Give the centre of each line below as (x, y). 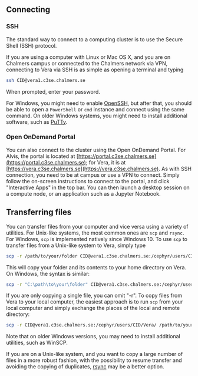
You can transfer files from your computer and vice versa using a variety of (97, 226)
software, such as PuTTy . (37, 122)
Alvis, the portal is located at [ (42, 156)
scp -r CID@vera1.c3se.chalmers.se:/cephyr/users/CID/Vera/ (82, 325)
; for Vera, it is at (106, 162)
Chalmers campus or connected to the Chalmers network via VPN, (87, 63)
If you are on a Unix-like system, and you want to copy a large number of (95, 354)
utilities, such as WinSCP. (37, 343)
